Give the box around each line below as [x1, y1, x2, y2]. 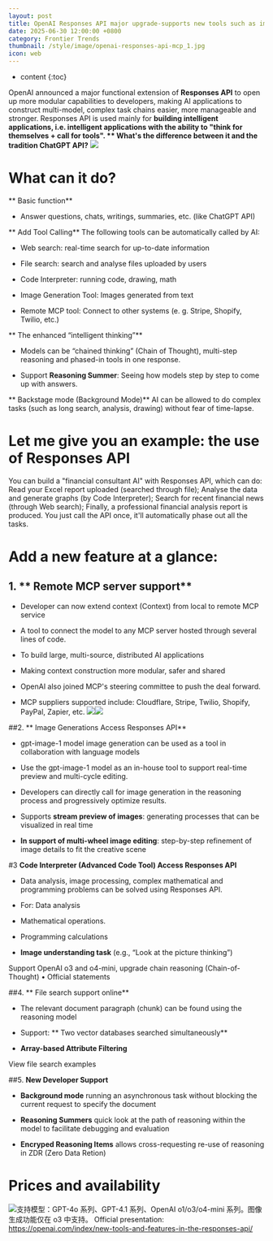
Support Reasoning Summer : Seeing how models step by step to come [19, 370, 260, 380]
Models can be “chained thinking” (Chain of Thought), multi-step [19, 346, 238, 356]
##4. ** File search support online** [8, 988, 130, 997]
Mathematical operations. [19, 915, 106, 926]
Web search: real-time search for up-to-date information [19, 243, 210, 253]
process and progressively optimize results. [19, 795, 167, 805]
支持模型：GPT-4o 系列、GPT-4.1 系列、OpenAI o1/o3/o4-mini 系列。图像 [16, 1204, 262, 1214]
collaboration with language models [19, 746, 141, 756]
